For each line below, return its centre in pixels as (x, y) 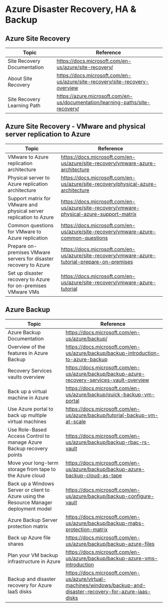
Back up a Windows (31, 483)
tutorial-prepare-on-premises (97, 262)
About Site (20, 79)
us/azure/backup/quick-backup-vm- (110, 394)
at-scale (76, 421)
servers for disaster (31, 259)
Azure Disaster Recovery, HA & (71, 9)
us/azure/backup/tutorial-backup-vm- (112, 415)
